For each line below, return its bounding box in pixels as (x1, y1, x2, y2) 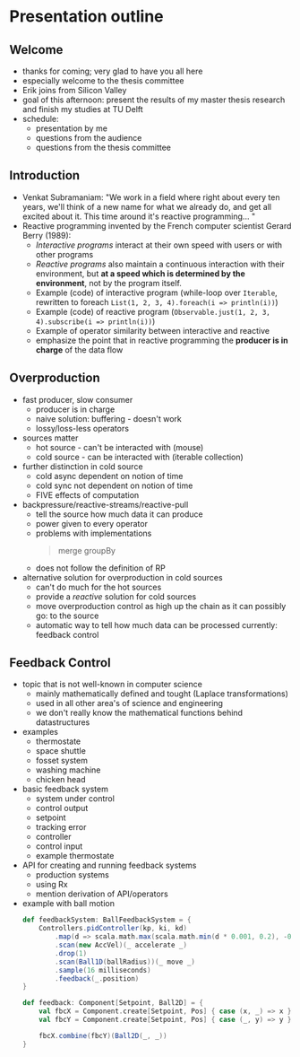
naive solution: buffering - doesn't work (35, 413, 182, 424)
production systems (35, 869, 109, 880)
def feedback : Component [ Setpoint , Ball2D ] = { (21, 999, 204, 1008)
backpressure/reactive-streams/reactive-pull (21, 499, 189, 510)
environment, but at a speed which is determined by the (35, 267, 246, 279)
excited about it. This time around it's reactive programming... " (21, 211, 256, 222)
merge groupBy (57, 545, 116, 555)
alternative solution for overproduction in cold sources (21, 572, 223, 582)
